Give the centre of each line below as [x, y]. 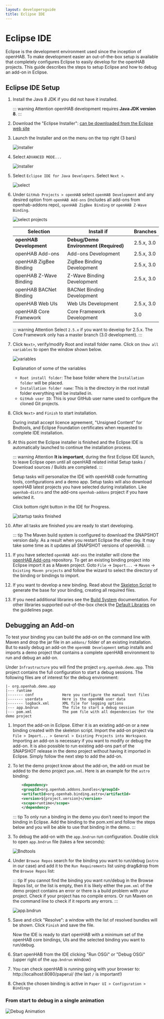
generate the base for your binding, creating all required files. [74, 590]
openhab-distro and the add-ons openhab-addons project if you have [80, 492]
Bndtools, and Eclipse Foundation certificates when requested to [77, 428]
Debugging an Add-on [40, 625]
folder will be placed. [42, 383]
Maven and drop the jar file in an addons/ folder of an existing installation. [79, 642]
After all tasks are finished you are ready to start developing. [73, 526]
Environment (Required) [95, 246]
